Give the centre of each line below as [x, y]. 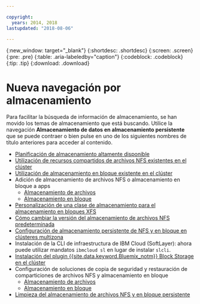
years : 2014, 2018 [35, 23]
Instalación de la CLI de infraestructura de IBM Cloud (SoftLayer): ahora [103, 243]
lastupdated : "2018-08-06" [40, 28]
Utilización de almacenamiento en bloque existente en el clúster [93, 173]
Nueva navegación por [63, 87]
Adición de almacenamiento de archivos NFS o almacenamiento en [98, 180]
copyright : [20, 17]
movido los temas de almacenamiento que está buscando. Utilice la [89, 123]
